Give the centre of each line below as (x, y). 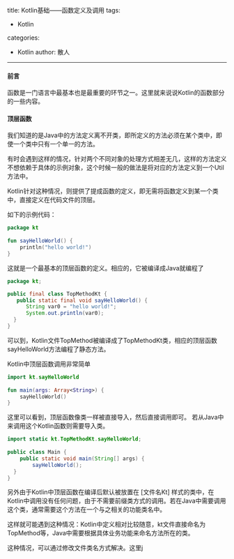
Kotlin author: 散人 (44, 52)
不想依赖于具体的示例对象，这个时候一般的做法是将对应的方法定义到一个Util (116, 168)
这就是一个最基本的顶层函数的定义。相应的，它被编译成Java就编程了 (106, 268)
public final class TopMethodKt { (57, 294)
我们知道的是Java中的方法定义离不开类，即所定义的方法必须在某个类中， (112, 135)
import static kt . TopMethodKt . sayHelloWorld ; (74, 439)
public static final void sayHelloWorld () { (82, 300)
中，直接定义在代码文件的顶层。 (53, 200)
